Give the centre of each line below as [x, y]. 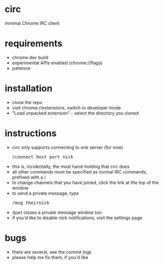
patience [21, 68]
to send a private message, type [45, 193]
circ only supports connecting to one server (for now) [68, 147]
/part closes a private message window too [57, 212]
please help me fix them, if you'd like [50, 257]
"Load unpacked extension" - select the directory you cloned [75, 113]
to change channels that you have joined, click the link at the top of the [85, 183]
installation [29, 89]
